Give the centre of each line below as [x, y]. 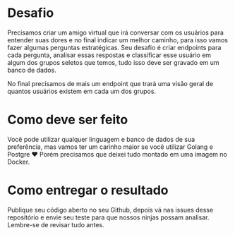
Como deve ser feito [68, 120]
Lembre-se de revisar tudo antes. [56, 224]
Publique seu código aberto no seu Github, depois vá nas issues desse [110, 210]
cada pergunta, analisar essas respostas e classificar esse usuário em [109, 55]
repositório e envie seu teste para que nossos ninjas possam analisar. [108, 217]
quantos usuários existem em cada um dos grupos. [82, 91]
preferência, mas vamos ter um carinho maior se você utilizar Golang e [110, 147]
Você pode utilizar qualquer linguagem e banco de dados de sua [101, 139]
